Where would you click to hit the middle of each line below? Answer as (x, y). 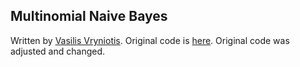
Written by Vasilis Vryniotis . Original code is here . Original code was (150, 40)
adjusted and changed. (58, 51)
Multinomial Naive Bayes (89, 16)
